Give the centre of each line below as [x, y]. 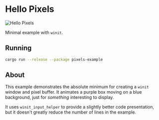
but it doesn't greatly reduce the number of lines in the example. [71, 112]
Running [19, 48]
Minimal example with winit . [34, 32]
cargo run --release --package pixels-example [54, 60]
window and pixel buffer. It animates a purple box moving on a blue [74, 92]
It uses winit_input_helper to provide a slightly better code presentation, [80, 107]
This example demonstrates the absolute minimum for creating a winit [77, 87]
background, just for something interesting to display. [59, 97]
